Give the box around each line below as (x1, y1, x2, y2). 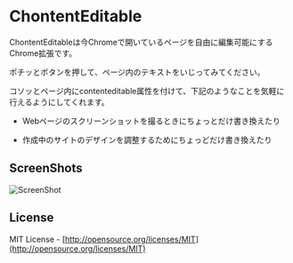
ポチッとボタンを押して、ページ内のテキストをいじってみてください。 (9, 67, 265, 77)
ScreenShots (9, 161, 83, 176)
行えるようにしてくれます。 (9, 96, 110, 108)
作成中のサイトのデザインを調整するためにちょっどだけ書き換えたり (21, 134, 273, 145)
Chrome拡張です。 (9, 47, 77, 59)
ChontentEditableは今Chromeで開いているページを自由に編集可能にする (9, 36, 273, 47)
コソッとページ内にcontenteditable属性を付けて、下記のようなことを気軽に (9, 85, 285, 96)
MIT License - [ (9, 234, 66, 244)
